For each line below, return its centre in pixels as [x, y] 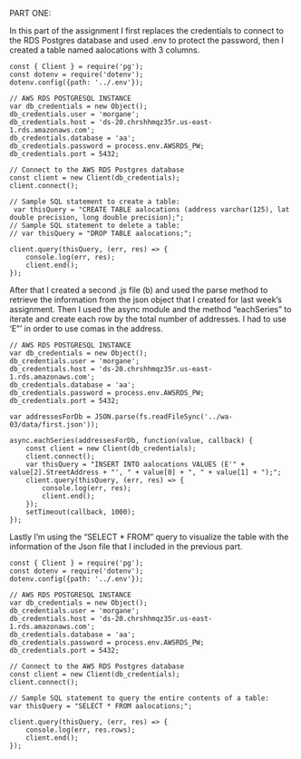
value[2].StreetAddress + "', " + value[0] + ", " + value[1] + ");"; [146, 472]
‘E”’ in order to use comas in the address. [86, 329]
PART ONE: [30, 13]
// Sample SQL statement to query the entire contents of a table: [140, 698]
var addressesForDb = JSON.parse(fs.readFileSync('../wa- [121, 417]
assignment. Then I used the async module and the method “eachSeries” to [150, 309]
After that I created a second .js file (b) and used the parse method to [139, 290]
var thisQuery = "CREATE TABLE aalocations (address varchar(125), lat [151, 210]
